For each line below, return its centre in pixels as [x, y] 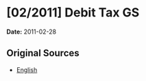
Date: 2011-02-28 [31, 32]
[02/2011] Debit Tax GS [73, 13]
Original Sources [43, 53]
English [27, 69]
